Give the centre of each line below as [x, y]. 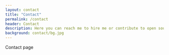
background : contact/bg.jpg [35, 33]
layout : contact [22, 10]
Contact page [19, 47]
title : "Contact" [23, 14]
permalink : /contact [27, 19]
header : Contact [22, 24]
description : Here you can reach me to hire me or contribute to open [81, 28]
